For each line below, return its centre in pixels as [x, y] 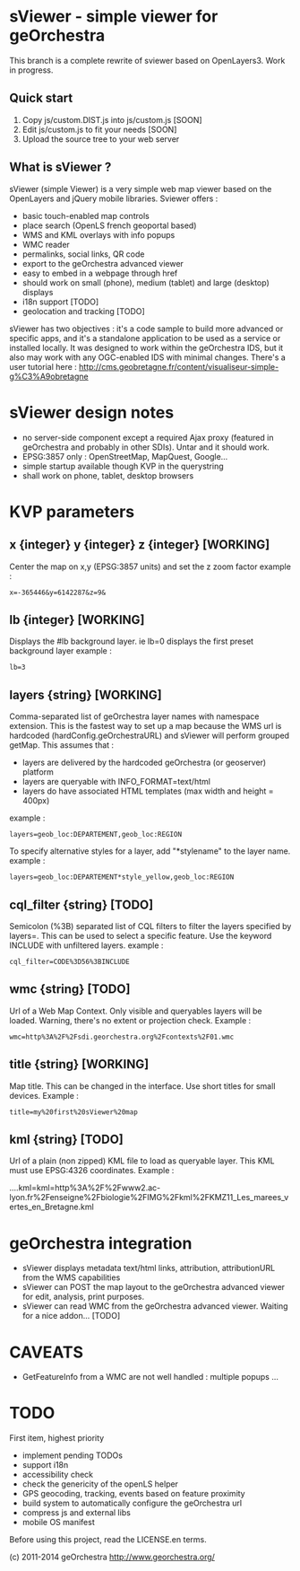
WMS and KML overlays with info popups [99, 234]
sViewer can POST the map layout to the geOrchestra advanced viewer [153, 1287]
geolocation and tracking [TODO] [83, 311]
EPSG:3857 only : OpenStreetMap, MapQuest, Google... [125, 456]
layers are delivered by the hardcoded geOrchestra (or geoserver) [144, 763]
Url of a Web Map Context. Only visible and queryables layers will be [136, 1011]
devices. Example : [44, 1095]
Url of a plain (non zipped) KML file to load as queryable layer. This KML [142, 1161]
